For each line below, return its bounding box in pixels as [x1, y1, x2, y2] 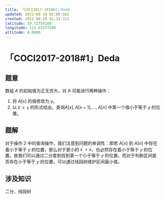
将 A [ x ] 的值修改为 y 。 [12, 98, 58, 104]
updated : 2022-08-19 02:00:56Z [5, 12, 69, 17]
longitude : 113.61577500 [5, 26, 56, 30]
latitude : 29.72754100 [5, 21, 52, 26]
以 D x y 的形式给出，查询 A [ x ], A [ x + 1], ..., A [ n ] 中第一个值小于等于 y [12, 104, 151, 110]
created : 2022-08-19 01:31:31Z [5, 16, 69, 21]
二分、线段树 [5, 189, 31, 195]
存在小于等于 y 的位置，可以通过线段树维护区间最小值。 [9, 159, 122, 165]
